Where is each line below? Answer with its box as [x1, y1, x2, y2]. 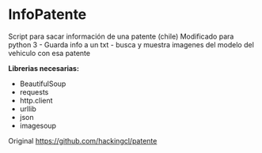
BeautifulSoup [19, 79, 66, 88]
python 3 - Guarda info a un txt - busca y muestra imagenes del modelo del [8, 39, 255, 49]
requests [19, 87, 49, 96]
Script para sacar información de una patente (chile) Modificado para [8, 32, 234, 41]
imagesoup [19, 121, 57, 130]
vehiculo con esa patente [8, 48, 91, 58]
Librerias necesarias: [8, 63, 79, 73]
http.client [19, 95, 53, 105]
